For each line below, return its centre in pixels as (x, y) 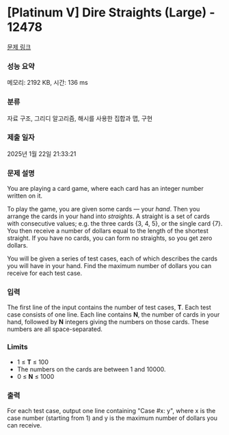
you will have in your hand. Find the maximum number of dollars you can (109, 266)
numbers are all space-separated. (55, 329)
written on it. (25, 196)
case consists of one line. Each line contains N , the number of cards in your (113, 315)
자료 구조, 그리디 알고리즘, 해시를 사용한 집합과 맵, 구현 (80, 118)
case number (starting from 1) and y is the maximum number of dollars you (112, 418)
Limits (18, 347)
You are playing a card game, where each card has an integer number (105, 189)
